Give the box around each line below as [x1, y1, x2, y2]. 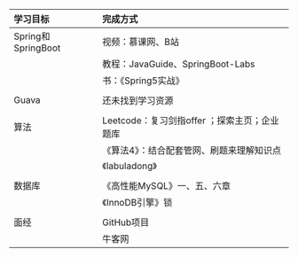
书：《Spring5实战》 [101, 74, 184, 87]
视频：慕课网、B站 [101, 35, 180, 48]
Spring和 [13, 30, 51, 43]
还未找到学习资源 [101, 95, 174, 106]
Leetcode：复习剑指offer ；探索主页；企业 [101, 114, 279, 127]
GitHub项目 [101, 216, 150, 229]
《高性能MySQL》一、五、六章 [101, 180, 231, 191]
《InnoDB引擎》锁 [101, 197, 173, 208]
